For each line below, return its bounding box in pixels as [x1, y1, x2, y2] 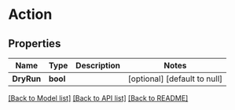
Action [8, 5, 53, 24]
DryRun [12, 73, 42, 84]
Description [75, 60, 120, 71]
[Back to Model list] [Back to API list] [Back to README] [8, 93, 189, 103]
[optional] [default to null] [127, 73, 223, 84]
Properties [8, 37, 61, 50]
